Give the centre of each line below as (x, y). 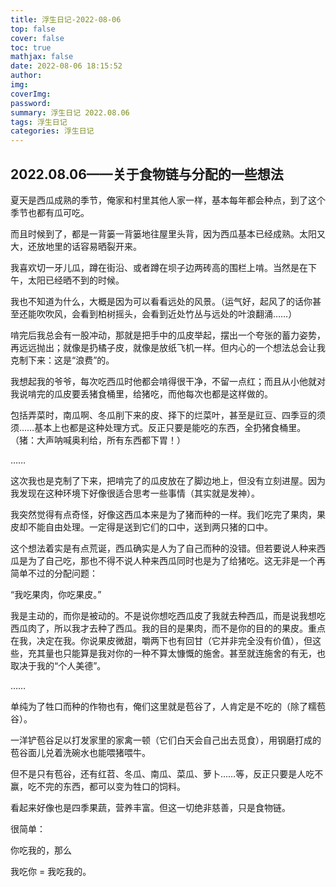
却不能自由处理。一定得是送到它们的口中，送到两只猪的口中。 (145, 527)
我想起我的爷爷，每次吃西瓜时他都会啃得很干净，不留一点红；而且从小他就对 (168, 381)
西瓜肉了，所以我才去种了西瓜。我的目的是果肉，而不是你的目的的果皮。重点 (168, 628)
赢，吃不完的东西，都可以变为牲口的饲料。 (98, 786)
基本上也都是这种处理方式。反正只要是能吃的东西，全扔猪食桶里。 (170, 427)
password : (31, 103)
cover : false (37, 38)
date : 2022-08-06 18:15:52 (66, 66)
